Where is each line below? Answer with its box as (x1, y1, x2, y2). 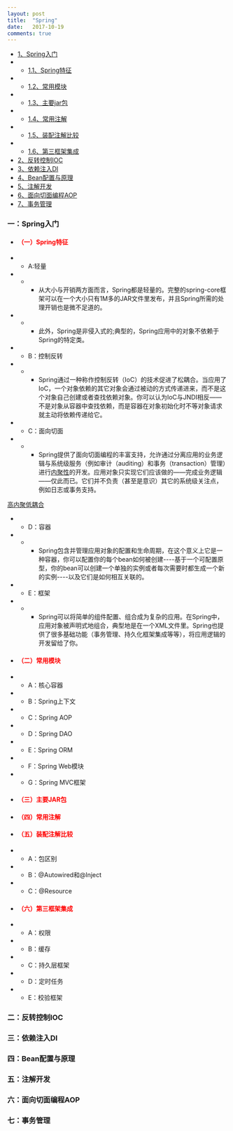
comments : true (7, 29, 52, 37)
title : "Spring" (7, 17, 58, 24)
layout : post (7, 10, 45, 18)
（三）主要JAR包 (17, 795, 67, 804)
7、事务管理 (17, 200, 52, 208)
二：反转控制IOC (7, 1013, 64, 1022)
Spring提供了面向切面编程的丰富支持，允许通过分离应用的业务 (38, 450, 217, 459)
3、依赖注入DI (17, 165, 59, 173)
